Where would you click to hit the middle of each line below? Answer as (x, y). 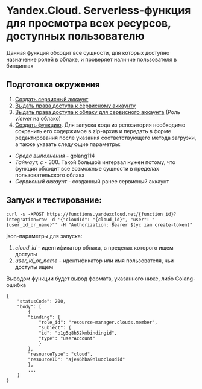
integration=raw (27, 220)
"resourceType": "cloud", (61, 354)
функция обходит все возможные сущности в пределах (87, 168)
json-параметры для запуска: (44, 236)
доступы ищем (34, 267)
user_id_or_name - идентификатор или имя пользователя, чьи (94, 261)
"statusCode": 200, (42, 301)
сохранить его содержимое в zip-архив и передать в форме (93, 131)
